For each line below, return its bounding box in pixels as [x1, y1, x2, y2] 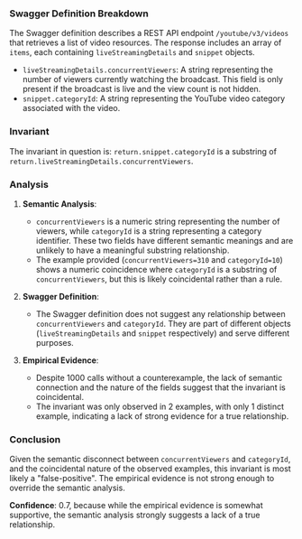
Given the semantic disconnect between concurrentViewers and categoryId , [9, 454, 291, 465]
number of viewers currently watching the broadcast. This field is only [22, 74, 284, 85]
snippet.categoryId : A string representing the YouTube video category [22, 93, 286, 104]
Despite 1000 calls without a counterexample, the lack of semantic [35, 372, 283, 383]
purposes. [35, 337, 74, 348]
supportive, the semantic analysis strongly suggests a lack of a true [9, 509, 261, 521]
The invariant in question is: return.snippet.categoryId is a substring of [9, 145, 278, 156]
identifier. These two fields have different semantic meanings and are [35, 235, 294, 246]
